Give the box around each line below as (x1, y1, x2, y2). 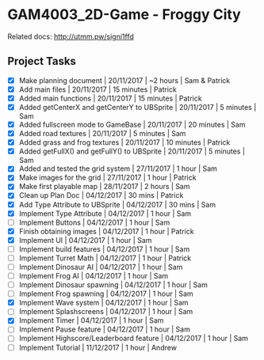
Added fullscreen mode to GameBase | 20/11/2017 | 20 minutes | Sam (18, 120, 246, 129)
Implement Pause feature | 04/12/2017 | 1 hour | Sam (18, 324, 191, 334)
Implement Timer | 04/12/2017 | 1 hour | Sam (18, 316, 164, 325)
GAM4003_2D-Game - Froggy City (7, 6, 241, 24)
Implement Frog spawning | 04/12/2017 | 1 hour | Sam (18, 289, 193, 298)
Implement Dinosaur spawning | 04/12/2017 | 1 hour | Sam (18, 280, 208, 290)
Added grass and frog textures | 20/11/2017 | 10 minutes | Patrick (18, 138, 231, 147)
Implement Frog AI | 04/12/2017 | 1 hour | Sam (18, 271, 169, 280)
